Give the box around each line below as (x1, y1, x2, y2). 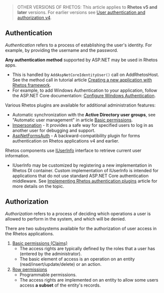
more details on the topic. (12, 183, 65, 189)
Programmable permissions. (19, 271, 77, 278)
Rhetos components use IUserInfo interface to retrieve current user (5, 147, 142, 153)
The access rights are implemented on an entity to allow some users (19, 277, 159, 283)
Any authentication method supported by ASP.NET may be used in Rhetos (5, 57, 158, 63)
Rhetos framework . (12, 82, 51, 88)
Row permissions (12, 266, 48, 272)
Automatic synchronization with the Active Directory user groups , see (12, 111, 156, 117)
